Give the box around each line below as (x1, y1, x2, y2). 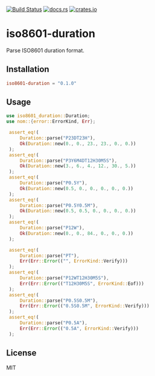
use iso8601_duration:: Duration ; (6, 113, 90, 119)
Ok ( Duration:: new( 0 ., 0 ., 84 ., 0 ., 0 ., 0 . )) (19, 230, 134, 237)
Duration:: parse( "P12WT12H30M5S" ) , (19, 275, 110, 281)
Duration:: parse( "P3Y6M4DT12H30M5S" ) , (19, 158, 118, 164)
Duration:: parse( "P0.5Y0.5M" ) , (19, 202, 98, 208)
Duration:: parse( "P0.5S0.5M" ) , (19, 298, 98, 304)
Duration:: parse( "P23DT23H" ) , (19, 135, 96, 141)
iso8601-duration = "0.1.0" (6, 80, 77, 86)
